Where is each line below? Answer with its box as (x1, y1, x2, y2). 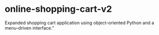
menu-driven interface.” (5, 25, 54, 31)
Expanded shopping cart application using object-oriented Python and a (5, 20, 154, 26)
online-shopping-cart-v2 (5, 3, 112, 15)
